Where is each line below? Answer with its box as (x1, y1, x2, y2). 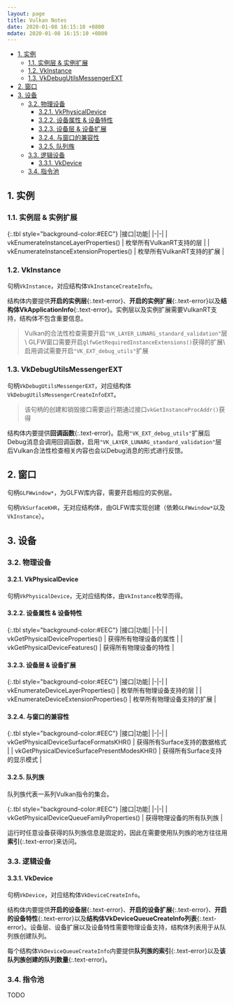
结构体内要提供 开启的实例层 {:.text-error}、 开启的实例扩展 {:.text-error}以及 (7, 297, 221, 305)
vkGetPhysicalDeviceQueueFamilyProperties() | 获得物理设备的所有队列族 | (7, 813, 224, 822)
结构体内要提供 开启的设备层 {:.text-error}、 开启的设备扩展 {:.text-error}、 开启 (7, 905, 227, 914)
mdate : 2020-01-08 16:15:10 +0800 (7, 29, 108, 37)
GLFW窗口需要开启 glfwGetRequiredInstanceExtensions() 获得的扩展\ (28, 338, 226, 347)
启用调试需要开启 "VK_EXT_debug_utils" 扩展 (24, 347, 149, 355)
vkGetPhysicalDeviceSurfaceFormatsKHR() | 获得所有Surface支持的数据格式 (7, 738, 227, 747)
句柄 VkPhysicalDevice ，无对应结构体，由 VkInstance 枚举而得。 (7, 591, 187, 599)
